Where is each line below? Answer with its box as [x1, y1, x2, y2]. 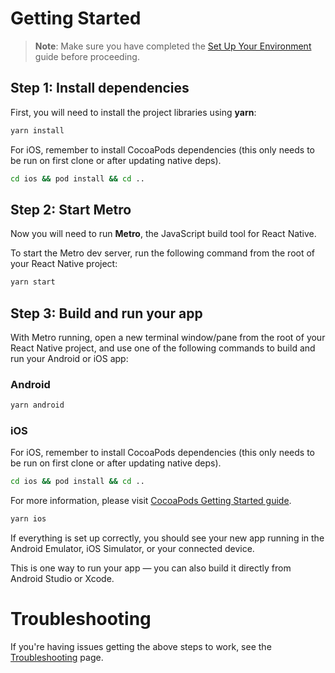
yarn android [10, 400, 65, 411]
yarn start [10, 277, 56, 287]
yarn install [10, 125, 65, 136]
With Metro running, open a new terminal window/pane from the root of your [10, 332, 326, 343]
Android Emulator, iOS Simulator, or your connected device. [10, 543, 255, 555]
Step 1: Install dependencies [10, 80, 190, 97]
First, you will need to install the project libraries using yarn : [10, 106, 257, 118]
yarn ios [10, 514, 47, 524]
